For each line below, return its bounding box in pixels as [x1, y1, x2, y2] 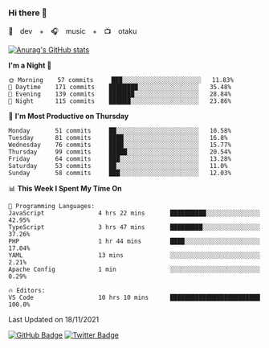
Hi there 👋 [8, 7, 48, 18]
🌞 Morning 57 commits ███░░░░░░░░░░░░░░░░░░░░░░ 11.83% [8, 76, 234, 84]
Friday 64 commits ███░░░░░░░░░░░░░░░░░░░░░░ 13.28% [8, 155, 231, 163]
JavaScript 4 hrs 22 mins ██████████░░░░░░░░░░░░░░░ [8, 209, 261, 218]
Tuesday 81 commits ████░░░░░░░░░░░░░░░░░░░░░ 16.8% [8, 134, 228, 142]
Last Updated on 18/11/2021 [8, 315, 100, 325]
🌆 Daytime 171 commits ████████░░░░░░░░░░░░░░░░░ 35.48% [8, 84, 231, 92]
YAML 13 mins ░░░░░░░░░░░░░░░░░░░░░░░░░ [8, 252, 261, 260]
